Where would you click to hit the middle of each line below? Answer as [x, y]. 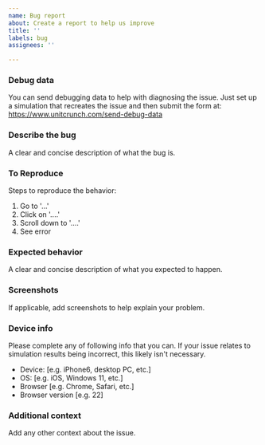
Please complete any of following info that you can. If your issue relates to [129, 345]
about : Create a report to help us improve [82, 23]
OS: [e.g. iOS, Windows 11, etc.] [71, 378]
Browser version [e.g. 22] [61, 395]
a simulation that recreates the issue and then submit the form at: [115, 106]
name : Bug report [37, 16]
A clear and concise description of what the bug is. [92, 152]
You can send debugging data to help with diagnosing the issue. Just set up [132, 97]
